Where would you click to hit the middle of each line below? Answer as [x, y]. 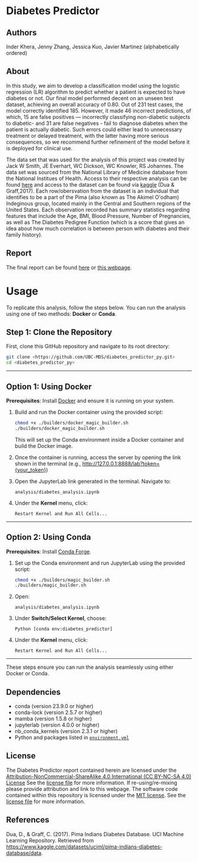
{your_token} [30, 470]
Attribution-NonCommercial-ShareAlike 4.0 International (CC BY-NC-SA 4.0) [99, 776]
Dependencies [33, 692]
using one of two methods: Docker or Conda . [61, 314]
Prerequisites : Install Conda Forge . [49, 551]
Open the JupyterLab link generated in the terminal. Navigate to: [93, 481]
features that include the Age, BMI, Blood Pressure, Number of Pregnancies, [99, 216]
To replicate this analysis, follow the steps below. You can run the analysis [96, 307]
